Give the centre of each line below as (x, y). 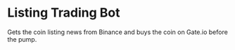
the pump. (22, 39)
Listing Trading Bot (64, 13)
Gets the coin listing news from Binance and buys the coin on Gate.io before (118, 32)
